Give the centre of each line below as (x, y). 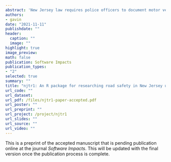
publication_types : (26, 67)
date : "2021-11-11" (26, 24)
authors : (15, 15)
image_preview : (21, 52)
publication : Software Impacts (38, 62)
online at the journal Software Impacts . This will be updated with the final (82, 148)
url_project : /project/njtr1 (36, 114)
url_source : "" (21, 124)
